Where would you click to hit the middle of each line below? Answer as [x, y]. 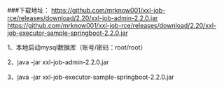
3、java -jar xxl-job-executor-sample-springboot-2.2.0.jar [91, 77]
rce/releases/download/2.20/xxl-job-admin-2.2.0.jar [83, 18]
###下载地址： [29, 10]
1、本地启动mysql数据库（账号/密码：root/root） [77, 47]
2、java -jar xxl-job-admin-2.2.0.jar [58, 62]
